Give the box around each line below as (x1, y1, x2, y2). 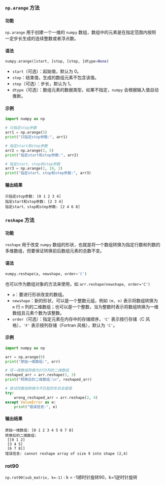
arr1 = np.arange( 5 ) (5, 130, 48, 135)
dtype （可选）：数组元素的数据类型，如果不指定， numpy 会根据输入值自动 (12, 87, 159, 93)
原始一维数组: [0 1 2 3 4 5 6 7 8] (5, 427, 74, 433)
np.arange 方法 (5, 4, 40, 11)
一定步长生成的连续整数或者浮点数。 (5, 35, 79, 41)
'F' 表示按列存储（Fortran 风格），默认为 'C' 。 (23, 322, 118, 328)
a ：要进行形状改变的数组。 (12, 291, 66, 297)
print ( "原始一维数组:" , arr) (5, 359, 61, 364)
